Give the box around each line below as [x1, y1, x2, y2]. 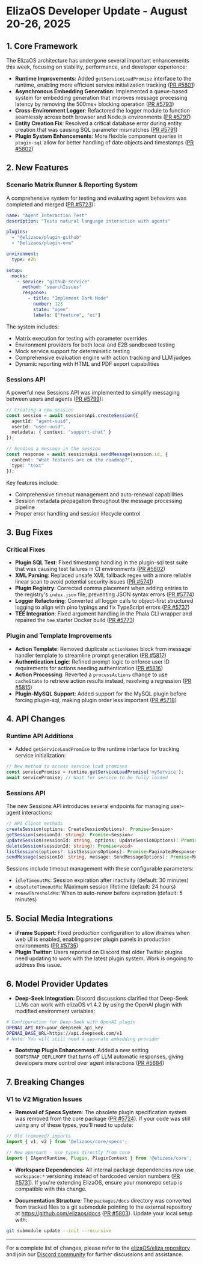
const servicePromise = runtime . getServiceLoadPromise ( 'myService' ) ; [6, 769, 185, 775]
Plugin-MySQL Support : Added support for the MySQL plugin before [14, 690, 187, 697]
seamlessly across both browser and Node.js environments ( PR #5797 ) [14, 113, 191, 120]
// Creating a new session [6, 407, 74, 413]
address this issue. [14, 961, 62, 969]
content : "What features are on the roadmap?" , [11, 457, 133, 463]
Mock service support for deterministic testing [14, 347, 130, 354]
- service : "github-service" [17, 279, 90, 285]
